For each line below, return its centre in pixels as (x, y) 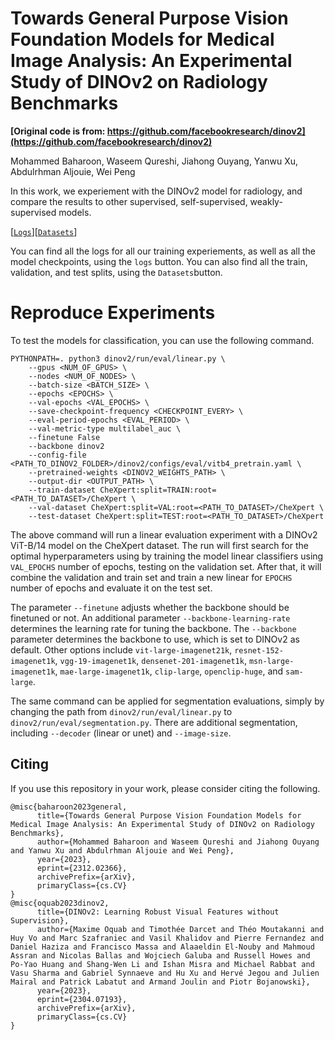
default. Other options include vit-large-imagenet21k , (121, 649)
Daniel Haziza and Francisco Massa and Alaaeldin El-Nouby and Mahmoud (162, 947)
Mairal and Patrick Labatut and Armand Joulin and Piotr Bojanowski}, (160, 982)
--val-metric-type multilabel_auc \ (105, 428)
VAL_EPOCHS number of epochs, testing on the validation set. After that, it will (166, 566)
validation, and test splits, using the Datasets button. (116, 272)
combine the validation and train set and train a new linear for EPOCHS (151, 577)
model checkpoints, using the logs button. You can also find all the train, (159, 261)
